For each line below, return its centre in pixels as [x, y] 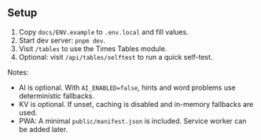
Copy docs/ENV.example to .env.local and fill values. [104, 31]
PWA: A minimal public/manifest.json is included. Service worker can [132, 120]
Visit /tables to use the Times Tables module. [93, 48]
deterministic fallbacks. [57, 96]
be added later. [43, 129]
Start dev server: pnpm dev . [62, 40]
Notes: [18, 72]
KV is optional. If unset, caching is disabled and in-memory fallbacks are [136, 104]
